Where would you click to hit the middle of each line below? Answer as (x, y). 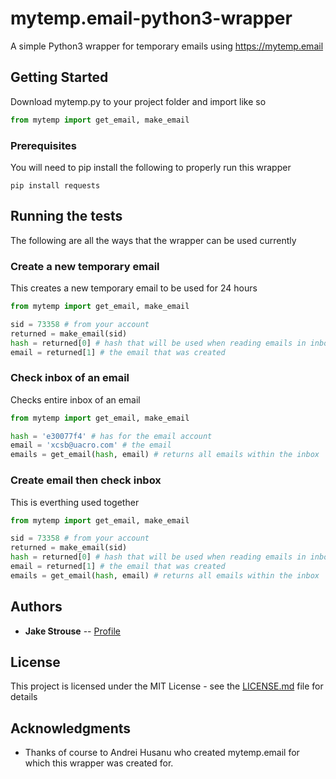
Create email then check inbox (86, 480)
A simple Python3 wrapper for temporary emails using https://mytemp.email (167, 46)
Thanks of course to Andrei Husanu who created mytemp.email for (162, 753)
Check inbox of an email (70, 378)
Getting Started (59, 77)
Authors (36, 607)
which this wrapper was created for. (99, 763)
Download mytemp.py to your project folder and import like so (138, 101)
